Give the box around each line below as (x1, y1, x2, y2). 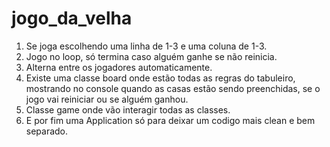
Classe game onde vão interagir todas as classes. (25, 103, 231, 116)
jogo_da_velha (11, 7, 133, 30)
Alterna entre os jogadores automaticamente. (25, 61, 213, 73)
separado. (25, 125, 69, 137)
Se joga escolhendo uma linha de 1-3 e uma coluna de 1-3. (25, 40, 268, 52)
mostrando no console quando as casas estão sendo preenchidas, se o (25, 82, 321, 94)
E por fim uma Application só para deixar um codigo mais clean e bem (25, 114, 316, 126)
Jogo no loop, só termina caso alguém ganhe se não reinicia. (25, 50, 278, 62)
